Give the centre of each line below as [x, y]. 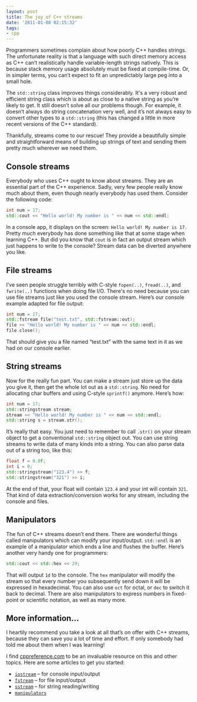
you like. [16, 252]
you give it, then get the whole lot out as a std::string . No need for [88, 387]
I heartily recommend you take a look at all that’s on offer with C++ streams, [98, 633]
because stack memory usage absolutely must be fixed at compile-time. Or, [98, 69]
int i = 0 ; [19, 467]
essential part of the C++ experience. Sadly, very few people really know [94, 187]
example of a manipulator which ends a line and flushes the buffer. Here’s [95, 546]
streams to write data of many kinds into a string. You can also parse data [95, 444]
